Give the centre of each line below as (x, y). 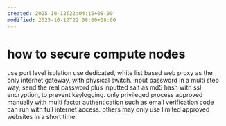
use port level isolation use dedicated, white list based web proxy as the (110, 73)
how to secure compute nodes (96, 54)
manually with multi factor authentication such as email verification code (111, 102)
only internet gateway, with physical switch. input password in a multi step (113, 81)
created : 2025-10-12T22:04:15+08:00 (60, 13)
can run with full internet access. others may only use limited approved (108, 109)
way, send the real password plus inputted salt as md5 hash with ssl (104, 87)
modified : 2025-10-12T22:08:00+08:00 (62, 20)
